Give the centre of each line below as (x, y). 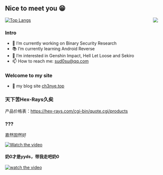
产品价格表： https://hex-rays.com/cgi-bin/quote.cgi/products (66, 111)
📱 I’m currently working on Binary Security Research (64, 43)
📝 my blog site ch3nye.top (38, 86)
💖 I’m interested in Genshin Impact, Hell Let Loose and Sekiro (73, 56)
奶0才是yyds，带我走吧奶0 (32, 156)
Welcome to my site (29, 76)
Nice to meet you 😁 (35, 8)
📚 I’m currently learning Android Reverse (53, 49)
